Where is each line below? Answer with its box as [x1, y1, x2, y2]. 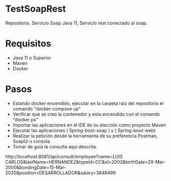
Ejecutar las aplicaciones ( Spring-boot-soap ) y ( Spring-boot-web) [12, 127, 156, 133]
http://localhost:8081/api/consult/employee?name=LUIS [5, 153, 123, 160]
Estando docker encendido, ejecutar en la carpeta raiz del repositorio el [12, 100, 164, 106]
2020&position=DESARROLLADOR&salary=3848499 [5, 169, 116, 176]
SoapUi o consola [12, 138, 50, 144]
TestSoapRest [5, 3, 66, 15]
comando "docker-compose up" [12, 106, 81, 112]
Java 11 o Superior [12, 55, 52, 61]
